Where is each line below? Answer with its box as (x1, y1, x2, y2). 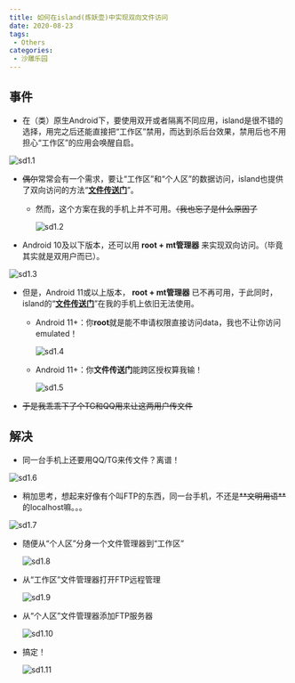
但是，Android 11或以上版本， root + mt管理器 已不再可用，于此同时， (21, 287, 278, 297)
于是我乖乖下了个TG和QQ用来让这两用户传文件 (21, 400, 194, 411)
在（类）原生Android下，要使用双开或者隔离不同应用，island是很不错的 (21, 115, 283, 126)
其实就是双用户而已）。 (21, 250, 105, 261)
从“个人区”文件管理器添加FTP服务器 (21, 610, 154, 621)
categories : (9, 46, 53, 55)
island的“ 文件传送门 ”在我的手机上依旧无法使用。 (21, 297, 200, 308)
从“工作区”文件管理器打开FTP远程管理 (21, 573, 162, 584)
